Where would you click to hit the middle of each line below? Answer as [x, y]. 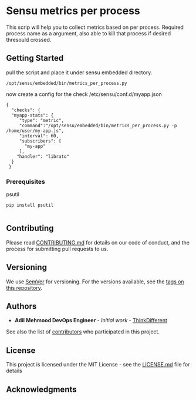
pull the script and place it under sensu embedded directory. [79, 72]
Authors [21, 307]
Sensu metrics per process [73, 11]
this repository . [24, 287]
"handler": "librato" [43, 156]
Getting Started [35, 58]
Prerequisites [26, 181]
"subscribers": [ [40, 141]
